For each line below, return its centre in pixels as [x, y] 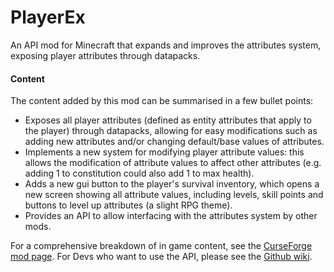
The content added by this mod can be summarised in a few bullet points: [162, 101]
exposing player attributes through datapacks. [105, 55]
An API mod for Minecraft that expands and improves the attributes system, [166, 45]
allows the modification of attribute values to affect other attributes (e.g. [173, 163]
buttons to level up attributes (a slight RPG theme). [128, 205]
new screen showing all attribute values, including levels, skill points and [174, 195]
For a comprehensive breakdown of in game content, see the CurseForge [161, 246]
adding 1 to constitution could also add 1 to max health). [139, 173]
